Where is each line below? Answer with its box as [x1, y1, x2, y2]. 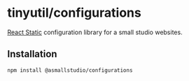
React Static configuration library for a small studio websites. [7, 28, 183, 36]
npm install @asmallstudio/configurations [7, 66, 133, 74]
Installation [7, 48, 57, 60]
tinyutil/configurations [7, 5, 141, 21]
